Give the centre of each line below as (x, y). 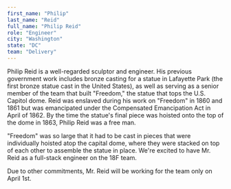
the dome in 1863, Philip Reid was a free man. (71, 122)
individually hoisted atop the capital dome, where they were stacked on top (113, 143)
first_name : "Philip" (38, 13)
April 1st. (20, 178)
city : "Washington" (35, 39)
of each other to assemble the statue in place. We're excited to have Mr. (109, 150)
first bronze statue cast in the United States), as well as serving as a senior (113, 86)
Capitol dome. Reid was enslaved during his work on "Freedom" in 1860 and (115, 100)
